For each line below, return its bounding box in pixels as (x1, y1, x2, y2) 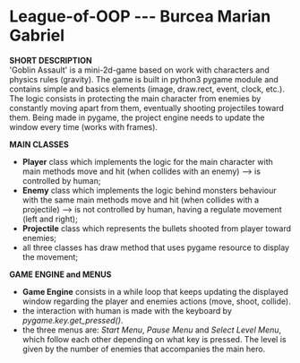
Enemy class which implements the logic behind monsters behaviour (21, 185, 278, 195)
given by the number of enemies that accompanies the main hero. (21, 343, 266, 354)
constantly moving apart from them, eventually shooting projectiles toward (9, 102, 285, 113)
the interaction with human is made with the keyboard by (21, 305, 233, 315)
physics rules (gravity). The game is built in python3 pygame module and (9, 73, 279, 84)
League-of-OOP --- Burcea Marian (9, 6, 271, 27)
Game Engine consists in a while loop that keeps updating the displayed (21, 286, 289, 297)
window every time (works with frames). (9, 121, 159, 132)
